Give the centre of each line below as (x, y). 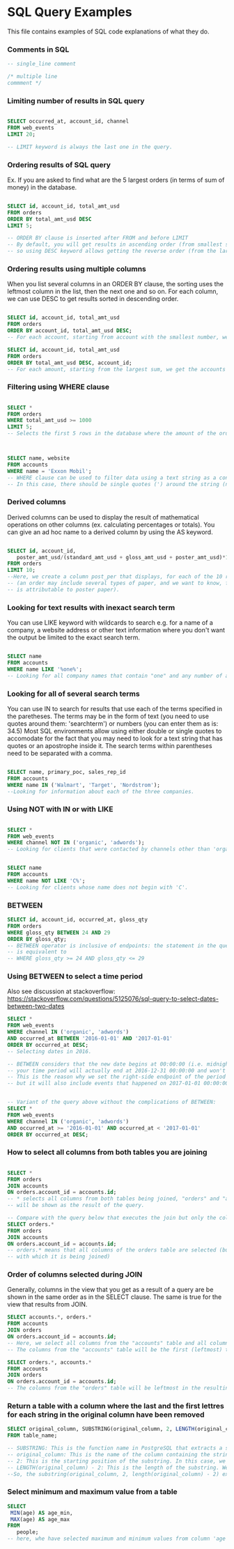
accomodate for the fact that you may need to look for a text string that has (115, 738)
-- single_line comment (42, 64)
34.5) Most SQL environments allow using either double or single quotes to (115, 731)
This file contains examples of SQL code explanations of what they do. (109, 31)
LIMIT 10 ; (22, 570)
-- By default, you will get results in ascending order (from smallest (115, 244)
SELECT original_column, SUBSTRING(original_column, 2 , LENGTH (101, 1429)
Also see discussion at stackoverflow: (62, 991)
